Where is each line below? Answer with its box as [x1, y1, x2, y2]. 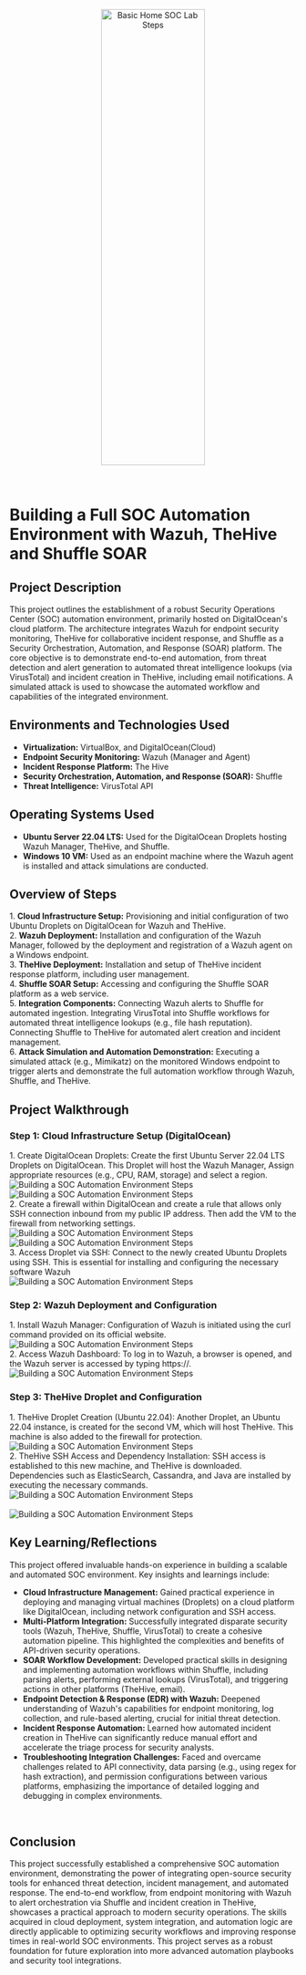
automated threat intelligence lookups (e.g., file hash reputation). [9, 1017, 253, 1028]
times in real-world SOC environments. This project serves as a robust [9, 1936, 273, 1947]
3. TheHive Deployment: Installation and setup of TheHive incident [9, 959, 261, 971]
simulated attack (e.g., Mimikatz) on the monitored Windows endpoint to [9, 1056, 280, 1067]
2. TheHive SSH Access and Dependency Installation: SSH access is [9, 1450, 266, 1461]
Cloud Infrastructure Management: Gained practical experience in [22, 1586, 275, 1597]
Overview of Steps [9, 887, 117, 902]
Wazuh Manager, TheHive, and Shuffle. [22, 840, 170, 852]
